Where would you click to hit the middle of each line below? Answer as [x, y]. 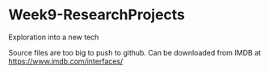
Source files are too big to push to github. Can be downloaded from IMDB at [134, 52]
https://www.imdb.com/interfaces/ [66, 61]
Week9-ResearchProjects [97, 15]
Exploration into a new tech [54, 37]
